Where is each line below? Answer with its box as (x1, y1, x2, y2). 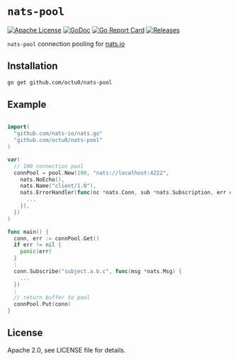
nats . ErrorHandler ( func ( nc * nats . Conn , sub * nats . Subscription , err (20, 189, 227, 196)
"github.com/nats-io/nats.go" (13, 130, 103, 138)
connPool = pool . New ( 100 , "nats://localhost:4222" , (13, 169, 170, 177)
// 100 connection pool (13, 162, 84, 170)
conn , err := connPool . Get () (13, 235, 100, 242)
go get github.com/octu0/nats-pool (7, 79, 113, 86)
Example (7, 99, 47, 111)
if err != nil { (13, 241, 62, 249)
